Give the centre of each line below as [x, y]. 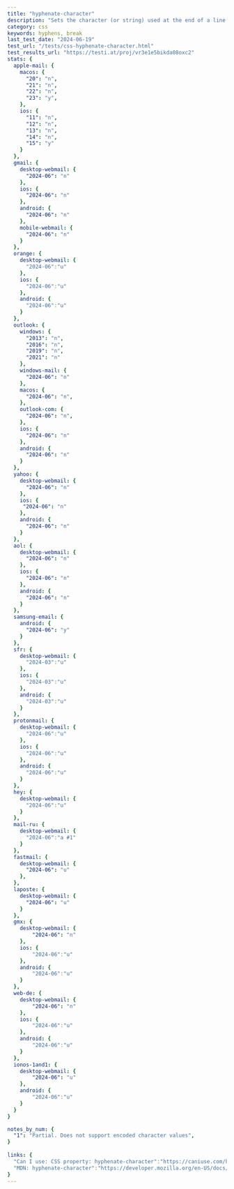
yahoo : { [26, 474]
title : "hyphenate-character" [51, 14]
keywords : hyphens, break [45, 33]
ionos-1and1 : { [36, 1065]
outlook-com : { [42, 410]
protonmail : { [34, 721]
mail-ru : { [29, 825]
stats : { [20, 59]
